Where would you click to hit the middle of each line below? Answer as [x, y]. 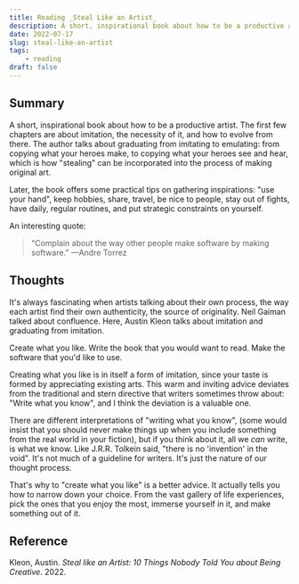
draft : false [33, 68]
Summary [37, 103]
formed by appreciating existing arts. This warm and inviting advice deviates [149, 383]
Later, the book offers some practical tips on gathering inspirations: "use [142, 189]
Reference [39, 541]
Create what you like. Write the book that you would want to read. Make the [148, 348]
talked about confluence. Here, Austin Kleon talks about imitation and [136, 321]
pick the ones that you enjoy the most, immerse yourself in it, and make [140, 504]
